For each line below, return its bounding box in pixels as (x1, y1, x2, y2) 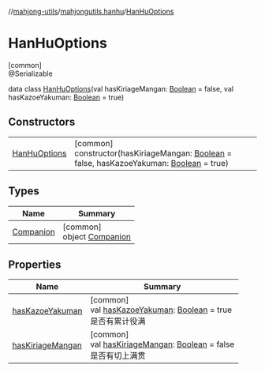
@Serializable (8, 69, 53, 78)
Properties (8, 257, 62, 271)
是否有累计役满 (90, 316, 146, 327)
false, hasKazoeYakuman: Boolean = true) (74, 157, 229, 168)
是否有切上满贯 (90, 351, 146, 362)
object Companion (62, 231, 132, 242)
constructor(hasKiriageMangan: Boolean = (74, 148, 233, 159)
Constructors (8, 115, 76, 129)
